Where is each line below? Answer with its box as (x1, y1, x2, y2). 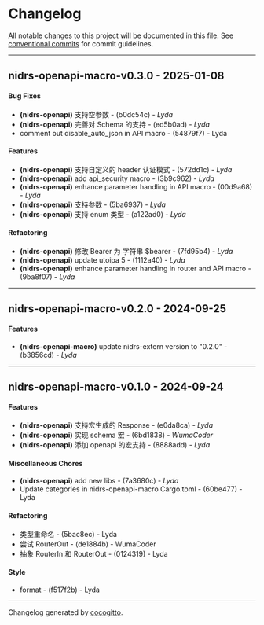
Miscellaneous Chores (8, 458, 83, 468)
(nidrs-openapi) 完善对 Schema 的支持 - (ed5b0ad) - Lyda (19, 119, 211, 129)
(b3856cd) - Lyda (19, 350, 77, 359)
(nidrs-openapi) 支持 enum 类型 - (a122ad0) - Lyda (19, 209, 186, 219)
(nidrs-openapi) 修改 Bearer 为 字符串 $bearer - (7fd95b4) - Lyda (19, 246, 233, 256)
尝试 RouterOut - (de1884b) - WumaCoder (19, 539, 156, 549)
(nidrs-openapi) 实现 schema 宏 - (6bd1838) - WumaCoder (19, 430, 214, 440)
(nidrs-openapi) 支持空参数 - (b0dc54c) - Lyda (19, 109, 174, 119)
